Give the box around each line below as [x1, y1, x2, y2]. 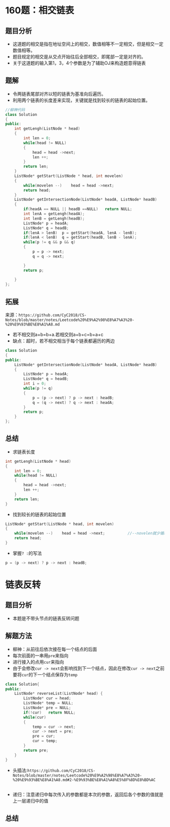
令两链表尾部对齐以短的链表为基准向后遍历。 [12, 91, 106, 97]
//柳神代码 [5, 107, 25, 112]
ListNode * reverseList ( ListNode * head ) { [14, 691, 103, 696]
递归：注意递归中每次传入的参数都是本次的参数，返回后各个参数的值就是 [12, 791, 163, 798]
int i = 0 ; [23, 381, 47, 387]
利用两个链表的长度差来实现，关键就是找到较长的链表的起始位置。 [12, 97, 150, 103]
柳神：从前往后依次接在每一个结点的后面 [12, 646, 97, 652]
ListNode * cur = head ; [23, 696, 71, 701]
